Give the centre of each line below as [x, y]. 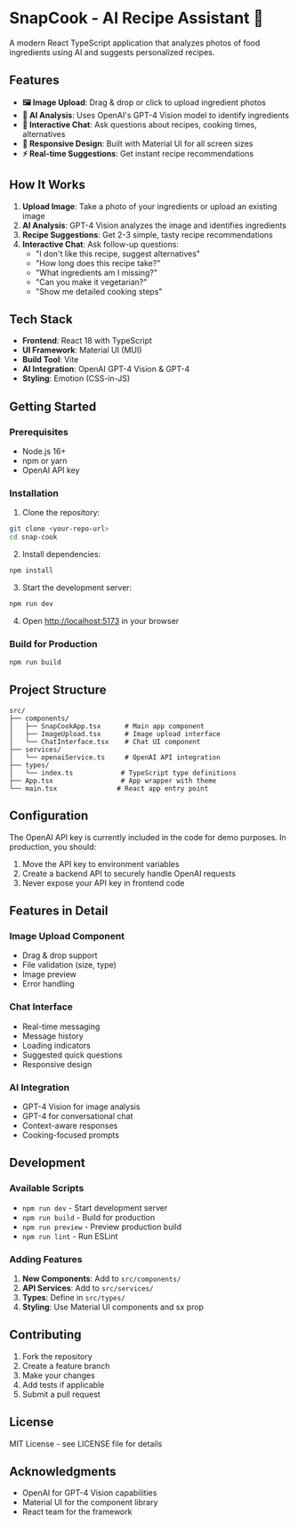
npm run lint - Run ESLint [70, 1236]
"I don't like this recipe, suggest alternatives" [118, 254]
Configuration [49, 816]
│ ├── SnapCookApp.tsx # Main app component [107, 726]
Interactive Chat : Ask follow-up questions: [101, 244]
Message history [53, 1035]
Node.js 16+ [44, 451]
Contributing [45, 1335]
